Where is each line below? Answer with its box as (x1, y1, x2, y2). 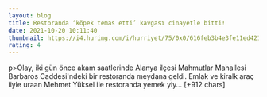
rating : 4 (8, 41, 41, 49)
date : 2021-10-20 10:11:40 (8, 26, 98, 34)
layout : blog (8, 11, 52, 20)
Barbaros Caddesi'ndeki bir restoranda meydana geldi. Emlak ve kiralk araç (8, 72, 254, 81)
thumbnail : (8, 33, 44, 42)
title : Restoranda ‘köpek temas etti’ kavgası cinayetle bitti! (8, 19, 226, 27)
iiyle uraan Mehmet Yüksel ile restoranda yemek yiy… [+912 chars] (8, 80, 226, 90)
